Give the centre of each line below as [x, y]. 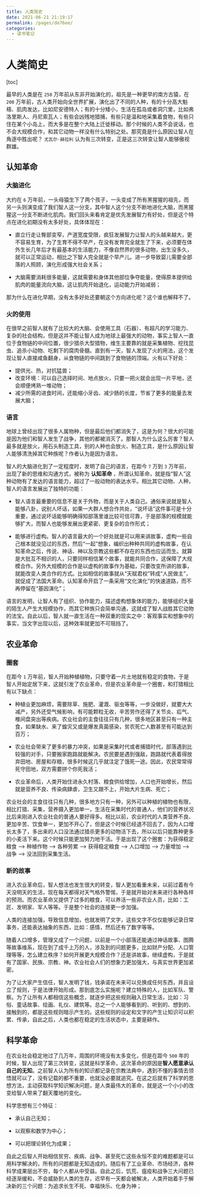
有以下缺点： [22, 692]
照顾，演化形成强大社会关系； [67, 264]
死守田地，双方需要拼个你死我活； [57, 769]
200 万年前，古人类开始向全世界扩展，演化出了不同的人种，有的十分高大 [94, 102]
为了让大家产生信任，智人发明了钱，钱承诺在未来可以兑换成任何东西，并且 [97, 982]
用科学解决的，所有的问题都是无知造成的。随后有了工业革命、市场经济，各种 [100, 1164]
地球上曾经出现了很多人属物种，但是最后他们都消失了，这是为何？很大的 [95, 431]
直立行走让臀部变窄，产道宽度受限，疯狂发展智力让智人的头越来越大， [101, 234]
